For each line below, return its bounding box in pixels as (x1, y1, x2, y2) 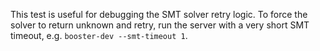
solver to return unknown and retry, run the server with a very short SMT (10, 19, 310, 31)
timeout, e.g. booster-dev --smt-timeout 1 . (10, 30, 188, 41)
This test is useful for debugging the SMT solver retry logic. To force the (10, 9, 308, 20)
